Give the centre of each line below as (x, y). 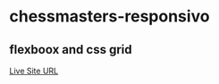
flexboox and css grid (71, 50)
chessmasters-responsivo (109, 17)
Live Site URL (34, 71)
